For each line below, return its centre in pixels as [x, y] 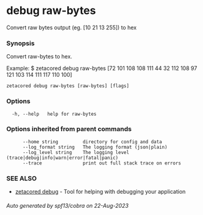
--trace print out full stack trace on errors [102, 163]
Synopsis [20, 43]
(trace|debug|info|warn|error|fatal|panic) [62, 158]
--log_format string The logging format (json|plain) [95, 147]
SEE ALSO [22, 178]
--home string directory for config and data [92, 142]
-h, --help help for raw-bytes [54, 114]
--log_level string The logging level [76, 152]
